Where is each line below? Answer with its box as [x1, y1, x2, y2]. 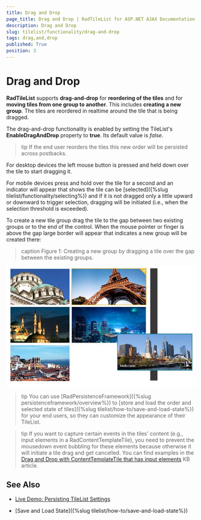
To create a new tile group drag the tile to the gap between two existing [6, 217, 184, 224]
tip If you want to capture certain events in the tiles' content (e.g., [20, 430, 184, 438]
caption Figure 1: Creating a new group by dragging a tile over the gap [20, 247, 195, 255]
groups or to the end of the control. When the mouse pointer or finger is [6, 223, 185, 230]
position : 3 [6, 48, 36, 54]
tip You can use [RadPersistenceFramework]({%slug [20, 393, 152, 400]
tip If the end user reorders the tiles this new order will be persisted [20, 143, 188, 150]
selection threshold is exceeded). [6, 205, 89, 212]
